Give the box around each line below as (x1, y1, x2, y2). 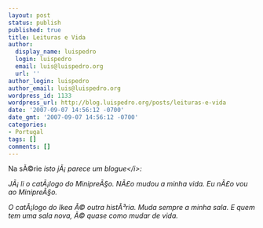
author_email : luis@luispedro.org (8, 84, 122, 92)
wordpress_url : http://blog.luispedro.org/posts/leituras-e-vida (8, 99, 226, 107)
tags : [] (8, 135, 37, 143)
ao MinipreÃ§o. (8, 187, 57, 197)
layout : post (8, 11, 51, 20)
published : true (8, 26, 61, 34)
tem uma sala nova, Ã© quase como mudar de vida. (8, 211, 178, 220)
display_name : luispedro (15, 48, 97, 56)
